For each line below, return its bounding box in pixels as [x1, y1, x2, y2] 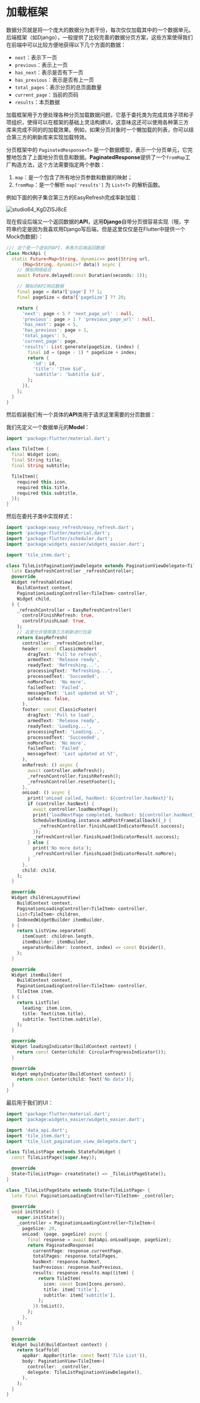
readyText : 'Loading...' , [27, 723, 92, 729]
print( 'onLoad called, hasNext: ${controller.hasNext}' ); [27, 795, 174, 801]
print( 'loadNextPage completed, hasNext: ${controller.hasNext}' [32, 811, 198, 818]
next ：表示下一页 [14, 54, 58, 61]
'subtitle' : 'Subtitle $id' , [32, 372, 105, 378]
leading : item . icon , [21, 1005, 73, 1011]
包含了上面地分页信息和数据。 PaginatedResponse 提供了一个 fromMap [16, 153, 186, 161]
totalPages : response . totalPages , [32, 1253, 118, 1259]
